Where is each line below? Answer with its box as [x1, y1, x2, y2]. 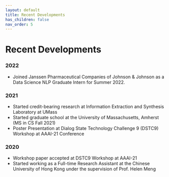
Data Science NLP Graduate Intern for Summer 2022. [12, 79, 125, 85]
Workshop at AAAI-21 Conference [12, 131, 84, 137]
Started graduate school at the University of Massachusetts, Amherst [12, 115, 159, 121]
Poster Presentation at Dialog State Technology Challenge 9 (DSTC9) [12, 125, 159, 131]
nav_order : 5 [5, 21, 33, 27]
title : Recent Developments [5, 12, 66, 17]
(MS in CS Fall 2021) [12, 120, 56, 126]
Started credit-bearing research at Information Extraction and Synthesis [12, 103, 164, 110]
